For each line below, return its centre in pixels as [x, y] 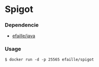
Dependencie [22, 25]
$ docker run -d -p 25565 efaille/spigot [49, 59]
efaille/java [23, 36]
